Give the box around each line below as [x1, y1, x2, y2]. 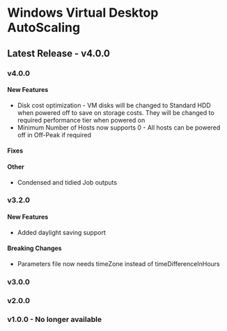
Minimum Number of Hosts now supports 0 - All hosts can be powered [17, 123, 221, 132]
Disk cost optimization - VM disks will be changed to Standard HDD [17, 101, 211, 109]
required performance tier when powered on [17, 116, 146, 124]
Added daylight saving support [17, 228, 106, 236]
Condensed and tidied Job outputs [17, 178, 117, 186]
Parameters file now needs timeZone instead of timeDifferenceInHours [17, 259, 221, 268]
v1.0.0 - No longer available [7, 314, 102, 324]
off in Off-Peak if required [17, 130, 92, 139]
